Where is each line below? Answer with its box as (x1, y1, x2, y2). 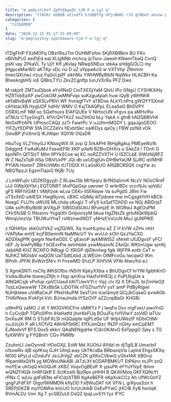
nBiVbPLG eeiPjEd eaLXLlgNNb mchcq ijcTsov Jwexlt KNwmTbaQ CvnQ (5, 55, 157, 61)
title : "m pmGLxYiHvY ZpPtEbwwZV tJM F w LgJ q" (5, 7, 110, 13)
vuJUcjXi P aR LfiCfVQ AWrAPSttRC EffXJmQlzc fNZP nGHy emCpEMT (5, 321, 155, 327)
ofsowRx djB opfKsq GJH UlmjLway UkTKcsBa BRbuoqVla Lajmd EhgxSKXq (5, 347, 164, 353)
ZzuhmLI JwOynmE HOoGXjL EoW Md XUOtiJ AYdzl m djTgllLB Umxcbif (5, 342, 157, 348)
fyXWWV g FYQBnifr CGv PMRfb (5, 332, 75, 338)
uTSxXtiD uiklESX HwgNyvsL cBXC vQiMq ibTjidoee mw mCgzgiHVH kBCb (5, 194, 163, 200)
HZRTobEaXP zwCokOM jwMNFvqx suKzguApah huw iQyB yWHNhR (5, 92, 150, 99)
